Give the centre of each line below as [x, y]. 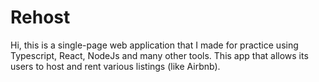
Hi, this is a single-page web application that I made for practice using [154, 45]
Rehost [40, 17]
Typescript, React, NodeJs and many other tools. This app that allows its [159, 55]
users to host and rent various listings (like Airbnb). [115, 66]
